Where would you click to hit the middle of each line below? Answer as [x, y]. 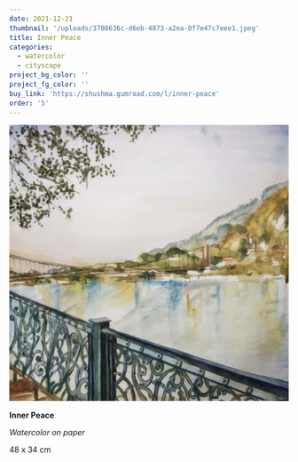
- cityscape [39, 66]
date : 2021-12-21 [41, 19]
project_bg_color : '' [49, 76]
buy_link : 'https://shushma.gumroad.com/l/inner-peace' [114, 93]
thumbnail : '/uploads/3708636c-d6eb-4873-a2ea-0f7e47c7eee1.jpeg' [134, 28]
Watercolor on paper [47, 433]
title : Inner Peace [45, 37]
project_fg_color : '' [49, 84]
